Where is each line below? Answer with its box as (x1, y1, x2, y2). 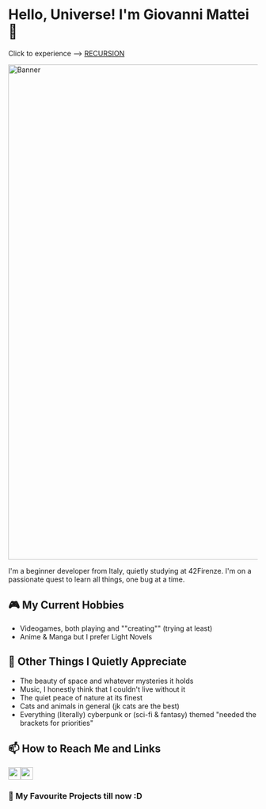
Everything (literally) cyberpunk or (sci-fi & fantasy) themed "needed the (19, 709, 257, 719)
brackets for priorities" (19, 718, 93, 727)
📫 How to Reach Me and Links (8, 742, 161, 755)
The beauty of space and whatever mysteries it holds (19, 676, 194, 685)
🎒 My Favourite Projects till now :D (8, 791, 142, 802)
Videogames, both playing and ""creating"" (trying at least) (19, 624, 213, 633)
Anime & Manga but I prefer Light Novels (19, 632, 153, 641)
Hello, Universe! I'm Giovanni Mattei (8, 6, 249, 24)
